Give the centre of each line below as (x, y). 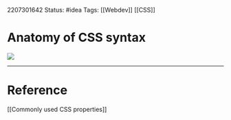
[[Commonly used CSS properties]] (57, 109)
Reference (37, 90)
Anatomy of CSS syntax (77, 38)
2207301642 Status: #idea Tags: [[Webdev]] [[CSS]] (81, 10)
